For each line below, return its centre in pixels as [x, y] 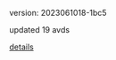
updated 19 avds [39, 30]
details [21, 47]
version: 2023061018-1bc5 [58, 13]
